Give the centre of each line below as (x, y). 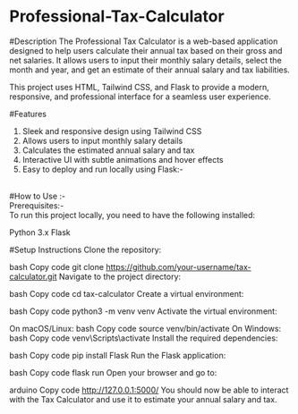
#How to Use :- (37, 196)
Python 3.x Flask (40, 232)
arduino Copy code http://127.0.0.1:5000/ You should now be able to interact (149, 390)
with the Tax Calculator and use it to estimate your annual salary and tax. (143, 399)
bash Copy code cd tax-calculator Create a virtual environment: (127, 293)
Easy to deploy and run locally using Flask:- (102, 169)
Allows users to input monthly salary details (102, 140)
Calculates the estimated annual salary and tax (108, 150)
